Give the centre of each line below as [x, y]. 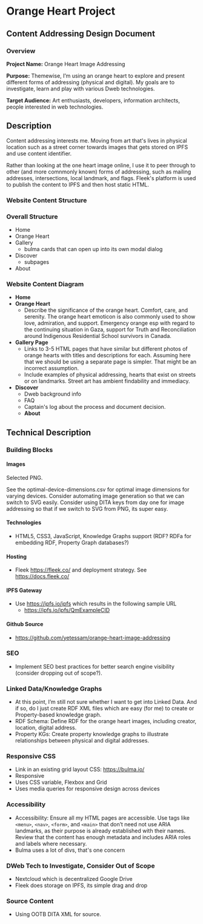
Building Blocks [30, 450]
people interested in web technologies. [55, 107]
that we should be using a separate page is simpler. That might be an [110, 362]
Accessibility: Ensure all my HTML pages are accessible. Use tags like [102, 818]
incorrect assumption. [52, 368]
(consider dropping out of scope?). [58, 673]
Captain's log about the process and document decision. [95, 407]
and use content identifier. [39, 153]
